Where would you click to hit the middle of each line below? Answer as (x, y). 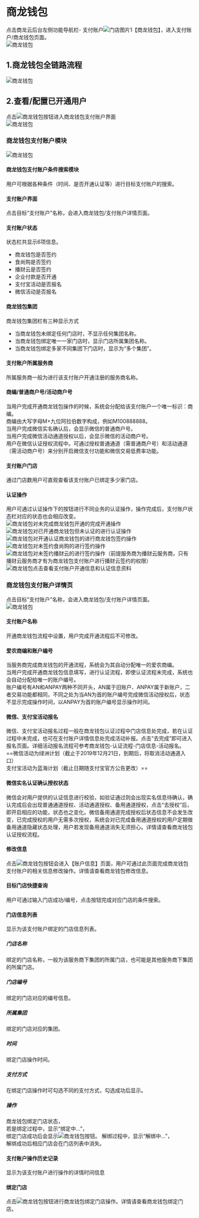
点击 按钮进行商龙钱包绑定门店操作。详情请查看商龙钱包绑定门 (95, 1201)
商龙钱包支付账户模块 (36, 141)
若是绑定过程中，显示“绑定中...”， (47, 1129)
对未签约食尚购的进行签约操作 (69, 546)
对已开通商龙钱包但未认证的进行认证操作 (82, 531)
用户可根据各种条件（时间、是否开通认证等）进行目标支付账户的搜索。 (92, 184)
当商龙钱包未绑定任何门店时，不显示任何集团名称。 (77, 333)
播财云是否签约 (33, 269)
